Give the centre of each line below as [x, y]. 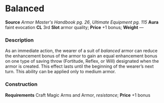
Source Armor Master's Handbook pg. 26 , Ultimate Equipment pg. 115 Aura [82, 22]
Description [19, 40]
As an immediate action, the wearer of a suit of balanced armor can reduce [81, 51]
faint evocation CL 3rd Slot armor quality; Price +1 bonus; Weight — [74, 27]
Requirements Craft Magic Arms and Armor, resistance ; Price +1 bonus [78, 95]
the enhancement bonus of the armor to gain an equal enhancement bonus [81, 56]
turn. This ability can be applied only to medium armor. [61, 72]
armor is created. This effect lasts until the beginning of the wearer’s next [80, 66]
